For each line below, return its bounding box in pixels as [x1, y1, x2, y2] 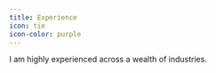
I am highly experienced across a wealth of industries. [9, 54, 207, 65]
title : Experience [9, 12, 77, 22]
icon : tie [9, 21, 46, 30]
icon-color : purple [9, 29, 82, 38]
